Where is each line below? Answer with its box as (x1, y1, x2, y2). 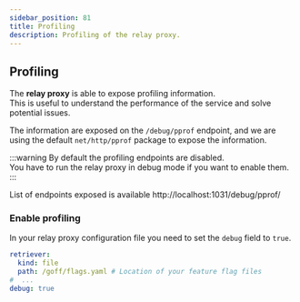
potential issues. (9, 107, 71, 118)
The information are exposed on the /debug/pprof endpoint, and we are (9, 125, 276, 136)
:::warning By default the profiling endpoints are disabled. (9, 152, 225, 164)
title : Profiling (9, 22, 75, 31)
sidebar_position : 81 (9, 13, 92, 23)
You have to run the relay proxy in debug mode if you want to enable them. (9, 162, 289, 173)
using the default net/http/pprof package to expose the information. (9, 135, 267, 146)
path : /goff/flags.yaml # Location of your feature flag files (17, 267, 262, 277)
